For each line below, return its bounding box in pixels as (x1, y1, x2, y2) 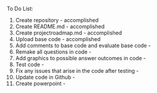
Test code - (15, 61, 44, 68)
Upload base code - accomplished (15, 36, 101, 42)
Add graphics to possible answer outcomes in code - (15, 55, 146, 61)
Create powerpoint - (15, 80, 66, 87)
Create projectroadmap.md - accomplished (15, 29, 122, 36)
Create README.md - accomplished (15, 23, 105, 30)
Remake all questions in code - (15, 48, 92, 55)
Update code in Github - (15, 74, 75, 80)
